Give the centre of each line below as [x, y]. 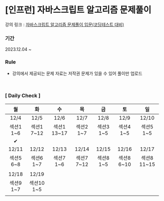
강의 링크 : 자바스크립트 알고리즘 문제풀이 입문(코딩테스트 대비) [65, 24]
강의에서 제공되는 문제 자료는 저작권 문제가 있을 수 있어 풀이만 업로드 [77, 73]
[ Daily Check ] [23, 96]
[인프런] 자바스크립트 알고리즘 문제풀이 [78, 10]
